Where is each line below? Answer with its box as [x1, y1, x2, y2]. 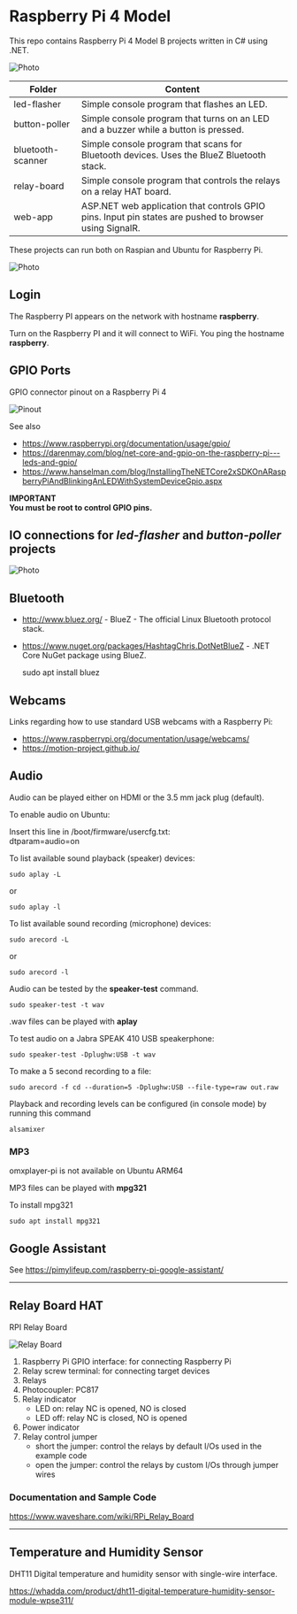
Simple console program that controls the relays [80, 174, 281, 187]
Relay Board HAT [9, 1298, 104, 1313]
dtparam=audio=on [9, 835, 80, 846]
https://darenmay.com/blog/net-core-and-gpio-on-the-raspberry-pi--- [21, 447, 281, 457]
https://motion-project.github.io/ [21, 743, 140, 753]
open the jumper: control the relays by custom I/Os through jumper [34, 1459, 279, 1470]
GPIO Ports [9, 363, 71, 378]
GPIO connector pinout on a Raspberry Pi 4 [9, 387, 167, 397]
